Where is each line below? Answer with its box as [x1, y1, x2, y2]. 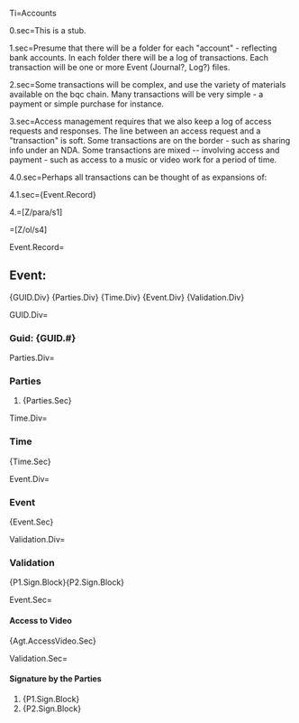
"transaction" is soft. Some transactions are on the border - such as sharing [9, 135, 291, 145]
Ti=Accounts [9, 8, 57, 18]
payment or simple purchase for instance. [9, 98, 165, 109]
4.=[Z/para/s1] [9, 207, 63, 218]
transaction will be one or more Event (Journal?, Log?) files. [9, 62, 231, 72]
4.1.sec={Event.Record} [9, 190, 96, 199]
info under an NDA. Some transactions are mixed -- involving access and [9, 144, 280, 155]
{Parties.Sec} [22, 395, 72, 406]
